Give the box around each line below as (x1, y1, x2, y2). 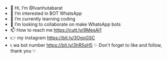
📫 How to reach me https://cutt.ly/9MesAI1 (10, 27, 101, 33)
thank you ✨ (10, 48, 37, 54)
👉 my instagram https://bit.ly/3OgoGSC (10, 35, 95, 41)
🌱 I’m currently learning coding (10, 16, 76, 22)
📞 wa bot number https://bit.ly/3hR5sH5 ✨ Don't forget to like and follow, (10, 42, 162, 48)
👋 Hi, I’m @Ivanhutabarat (10, 5, 63, 11)
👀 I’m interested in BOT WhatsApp (10, 10, 82, 16)
